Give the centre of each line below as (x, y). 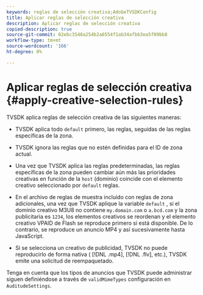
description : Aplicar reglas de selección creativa (73, 23)
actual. (23, 154)
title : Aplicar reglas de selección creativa (65, 18)
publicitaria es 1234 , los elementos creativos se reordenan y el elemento (105, 216)
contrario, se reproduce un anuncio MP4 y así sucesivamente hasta (100, 229)
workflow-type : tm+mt (34, 40)
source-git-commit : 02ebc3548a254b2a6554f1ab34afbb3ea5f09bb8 (87, 35)
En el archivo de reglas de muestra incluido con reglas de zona (94, 197)
